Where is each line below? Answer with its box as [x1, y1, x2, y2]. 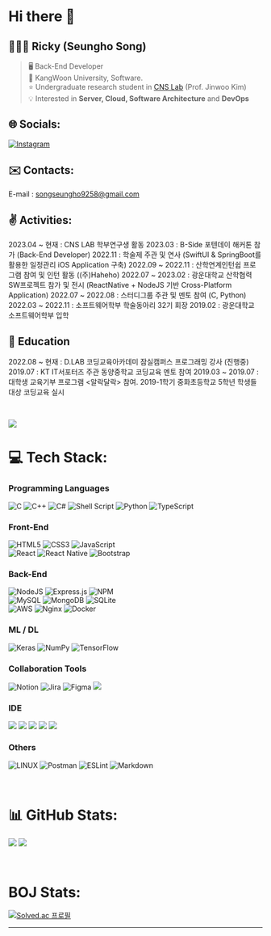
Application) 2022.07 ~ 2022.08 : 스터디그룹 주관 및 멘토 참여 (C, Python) [8, 290, 247, 300]
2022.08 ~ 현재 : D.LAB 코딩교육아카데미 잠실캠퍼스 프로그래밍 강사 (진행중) [8, 357, 249, 367]
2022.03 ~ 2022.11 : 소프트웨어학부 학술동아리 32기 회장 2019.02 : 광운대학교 [8, 301, 256, 310]
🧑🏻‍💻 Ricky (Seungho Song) [8, 40, 147, 53]
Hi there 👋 [8, 7, 75, 26]
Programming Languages [8, 483, 110, 494]
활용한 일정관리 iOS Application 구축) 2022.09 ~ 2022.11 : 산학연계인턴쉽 [8, 260, 242, 270]
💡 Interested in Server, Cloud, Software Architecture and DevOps [27, 94, 250, 103]
